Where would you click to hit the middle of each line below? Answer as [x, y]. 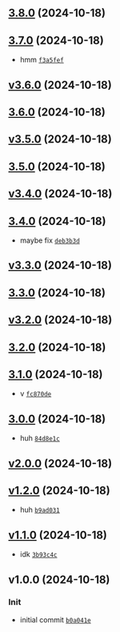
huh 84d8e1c [40, 438]
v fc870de [36, 394]
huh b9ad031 [40, 510]
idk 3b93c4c [38, 554]
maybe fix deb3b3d [50, 240]
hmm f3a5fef [42, 60]
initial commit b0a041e [55, 619]
